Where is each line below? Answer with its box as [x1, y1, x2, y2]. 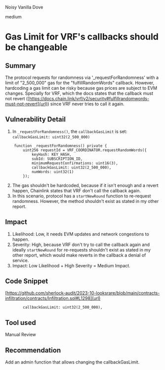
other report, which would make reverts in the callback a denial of [12, 252, 146, 258]
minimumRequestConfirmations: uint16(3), [31, 161, 119, 166]
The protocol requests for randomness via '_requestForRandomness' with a [5, 74, 159, 80]
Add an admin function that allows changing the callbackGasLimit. [5, 359, 140, 365]
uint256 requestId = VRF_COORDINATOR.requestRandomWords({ [23, 147, 147, 153]
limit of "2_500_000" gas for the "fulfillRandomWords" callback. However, [5, 80, 155, 86]
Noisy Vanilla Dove [5, 4, 43, 10]
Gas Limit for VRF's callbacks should [5, 31, 159, 43]
